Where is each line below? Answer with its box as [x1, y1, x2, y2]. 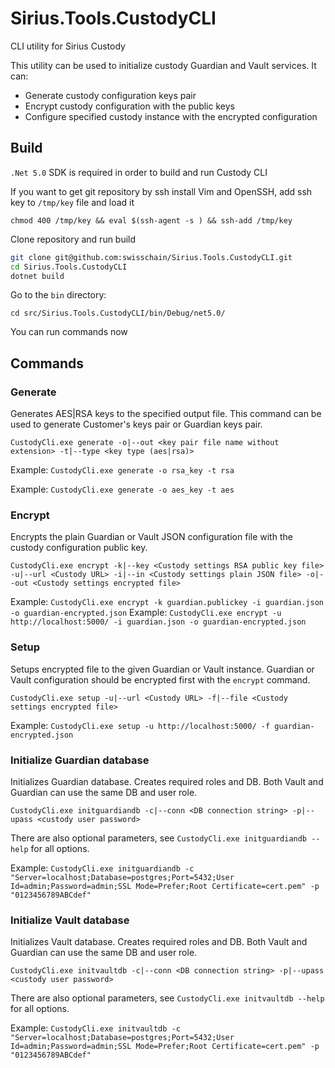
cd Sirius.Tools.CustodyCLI [10, 262, 128, 272]
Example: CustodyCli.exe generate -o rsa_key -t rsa [10, 464, 235, 476]
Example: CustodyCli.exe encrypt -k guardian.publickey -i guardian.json [10, 596, 324, 608]
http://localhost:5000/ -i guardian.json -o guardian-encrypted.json [10, 617, 307, 627]
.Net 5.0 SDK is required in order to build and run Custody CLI [10, 166, 268, 178]
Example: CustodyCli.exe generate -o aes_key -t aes [10, 483, 235, 496]
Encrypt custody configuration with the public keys [24, 100, 235, 112]
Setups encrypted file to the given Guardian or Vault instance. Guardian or [10, 663, 315, 675]
